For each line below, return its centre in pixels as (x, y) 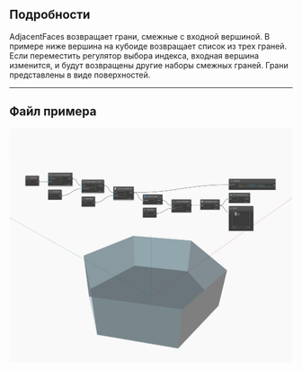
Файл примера (53, 112)
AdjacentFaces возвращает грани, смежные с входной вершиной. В (140, 36)
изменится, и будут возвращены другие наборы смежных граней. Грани (149, 65)
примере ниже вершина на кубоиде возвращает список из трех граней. (148, 46)
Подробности (50, 15)
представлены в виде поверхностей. (80, 75)
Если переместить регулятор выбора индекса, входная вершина (134, 55)
